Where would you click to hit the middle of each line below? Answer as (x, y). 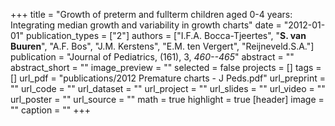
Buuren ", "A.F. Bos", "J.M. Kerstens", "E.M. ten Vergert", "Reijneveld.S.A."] (162, 46)
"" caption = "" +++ (51, 110)
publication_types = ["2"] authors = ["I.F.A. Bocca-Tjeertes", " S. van (166, 35)
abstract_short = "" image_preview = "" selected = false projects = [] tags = (166, 67)
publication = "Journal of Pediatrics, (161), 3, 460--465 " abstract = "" (152, 57)
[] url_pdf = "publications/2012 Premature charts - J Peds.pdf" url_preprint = (168, 78)
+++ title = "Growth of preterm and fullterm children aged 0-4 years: (151, 14)
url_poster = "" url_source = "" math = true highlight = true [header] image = (167, 99)
